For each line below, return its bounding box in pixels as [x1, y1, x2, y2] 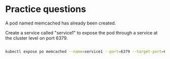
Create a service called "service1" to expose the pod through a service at [5, 29, 158, 35]
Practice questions [5, 3, 87, 15]
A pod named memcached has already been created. [5, 20, 116, 26]
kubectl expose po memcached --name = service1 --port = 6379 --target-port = [5, 49, 164, 54]
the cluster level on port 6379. [5, 35, 68, 41]
